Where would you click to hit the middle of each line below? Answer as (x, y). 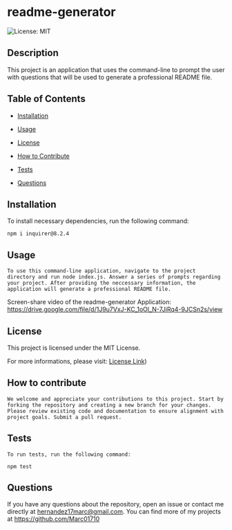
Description (33, 53)
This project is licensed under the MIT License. (74, 348)
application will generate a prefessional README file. (89, 289)
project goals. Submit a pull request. (65, 417)
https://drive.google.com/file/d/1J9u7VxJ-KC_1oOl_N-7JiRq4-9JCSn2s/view (115, 310)
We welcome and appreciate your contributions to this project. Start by (116, 399)
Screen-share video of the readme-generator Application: (89, 302)
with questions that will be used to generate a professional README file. (110, 77)
